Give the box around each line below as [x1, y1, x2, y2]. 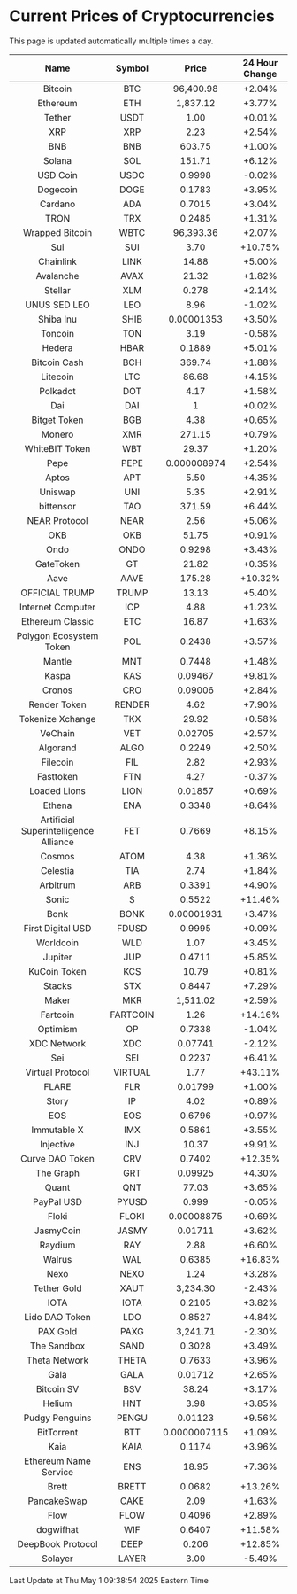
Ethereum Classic [20, 615, 95, 627]
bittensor [38, 500, 77, 512]
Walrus [42, 1253, 72, 1265]
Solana [42, 154, 72, 167]
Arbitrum [39, 879, 77, 891]
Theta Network [26, 1354, 89, 1366]
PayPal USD [32, 1195, 82, 1208]
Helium [42, 1397, 72, 1410]
